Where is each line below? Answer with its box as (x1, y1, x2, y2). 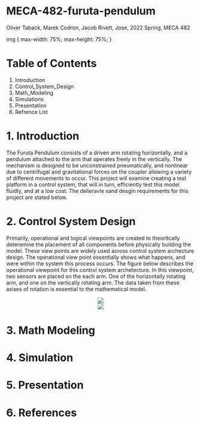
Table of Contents (6, 57, 97, 70)
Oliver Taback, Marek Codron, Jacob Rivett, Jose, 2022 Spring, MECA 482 (6, 24, 190, 31)
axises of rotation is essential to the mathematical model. (6, 285, 147, 292)
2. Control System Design (6, 214, 136, 228)
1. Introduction (6, 129, 80, 143)
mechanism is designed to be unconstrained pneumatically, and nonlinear (6, 162, 189, 169)
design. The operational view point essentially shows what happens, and (6, 253, 186, 261)
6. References (6, 406, 77, 419)
